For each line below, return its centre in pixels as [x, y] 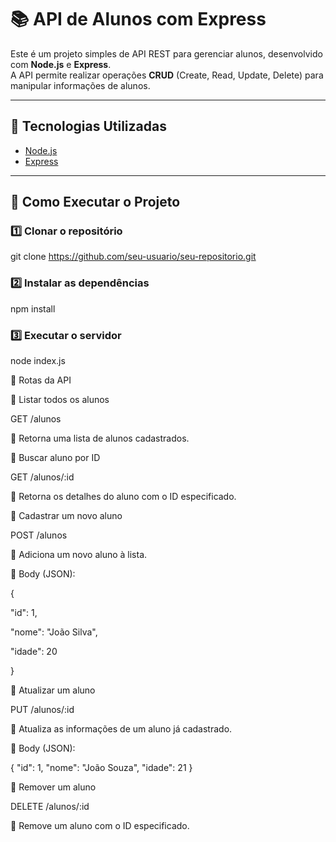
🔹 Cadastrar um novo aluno [66, 516]
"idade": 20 [34, 652]
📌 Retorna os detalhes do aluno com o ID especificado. [123, 497]
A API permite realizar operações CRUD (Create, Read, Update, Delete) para [167, 75]
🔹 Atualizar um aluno [53, 690]
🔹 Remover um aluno [53, 787]
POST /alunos [39, 535]
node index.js [38, 361]
